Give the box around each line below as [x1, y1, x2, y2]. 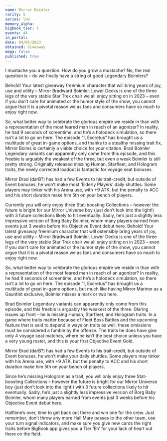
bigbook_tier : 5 [5, 26, 39, 31]
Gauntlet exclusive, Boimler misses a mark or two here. [5, 291, 118, 297]
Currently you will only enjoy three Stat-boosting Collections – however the [5, 202, 159, 208]
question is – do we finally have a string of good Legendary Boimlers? [5, 73, 148, 79]
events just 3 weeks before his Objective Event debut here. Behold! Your [5, 223, 154, 229]
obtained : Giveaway [5, 44, 46, 49]
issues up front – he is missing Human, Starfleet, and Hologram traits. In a [5, 311, 157, 317]
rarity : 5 [5, 12, 26, 17]
